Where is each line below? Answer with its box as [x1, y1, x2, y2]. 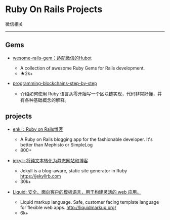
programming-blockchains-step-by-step [12, 80, 97, 86]
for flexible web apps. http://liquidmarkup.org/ [20, 204, 116, 210]
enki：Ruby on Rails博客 [12, 126, 63, 132]
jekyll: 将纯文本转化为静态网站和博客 [12, 157, 89, 163]
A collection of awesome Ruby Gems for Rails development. [20, 65, 145, 71]
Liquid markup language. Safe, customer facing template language [20, 199, 159, 205]
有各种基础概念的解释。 [20, 97, 69, 103]
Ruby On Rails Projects [5, 4, 103, 15]
